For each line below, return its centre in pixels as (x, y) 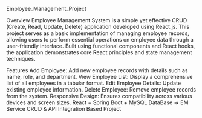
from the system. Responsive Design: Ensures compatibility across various (99, 96)
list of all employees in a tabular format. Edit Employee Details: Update (94, 83)
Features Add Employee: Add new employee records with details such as (97, 70)
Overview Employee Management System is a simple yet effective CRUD (97, 20)
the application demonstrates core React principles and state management (99, 52)
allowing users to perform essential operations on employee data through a (100, 39)
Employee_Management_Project (46, 9)
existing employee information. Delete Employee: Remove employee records (101, 89)
